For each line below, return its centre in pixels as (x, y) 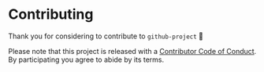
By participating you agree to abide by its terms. (86, 59)
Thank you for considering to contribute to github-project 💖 (106, 36)
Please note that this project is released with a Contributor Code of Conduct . (132, 51)
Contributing (51, 14)
